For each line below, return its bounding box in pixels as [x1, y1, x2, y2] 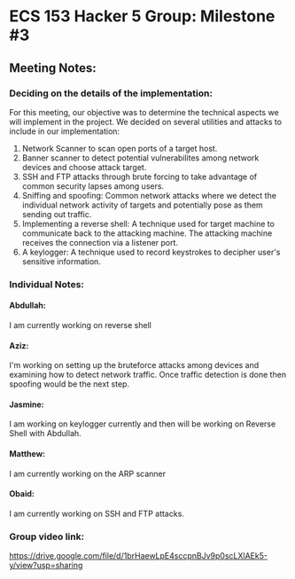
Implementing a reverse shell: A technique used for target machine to [21, 218, 275, 229]
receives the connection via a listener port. [21, 237, 179, 247]
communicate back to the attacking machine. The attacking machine [21, 228, 273, 239]
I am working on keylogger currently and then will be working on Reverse [9, 419, 276, 429]
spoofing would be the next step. [9, 379, 130, 389]
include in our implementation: [9, 126, 120, 137]
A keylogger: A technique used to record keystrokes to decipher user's [21, 246, 281, 257]
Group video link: [9, 530, 85, 543]
